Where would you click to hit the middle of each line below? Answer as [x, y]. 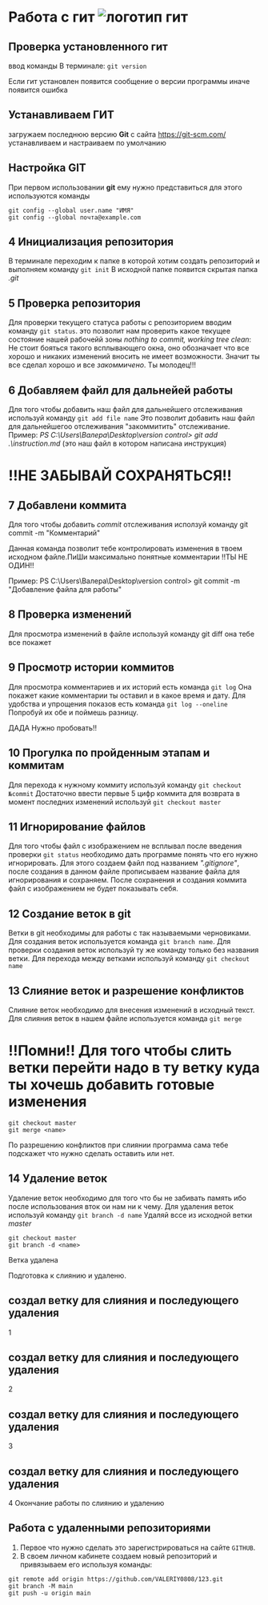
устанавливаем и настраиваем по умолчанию [87, 142]
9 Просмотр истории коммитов [91, 668]
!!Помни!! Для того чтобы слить [120, 1051]
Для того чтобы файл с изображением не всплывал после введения [125, 846]
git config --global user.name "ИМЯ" [71, 210]
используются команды [49, 195]
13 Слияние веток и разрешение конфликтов [126, 991]
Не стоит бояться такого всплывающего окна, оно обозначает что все [129, 348]
